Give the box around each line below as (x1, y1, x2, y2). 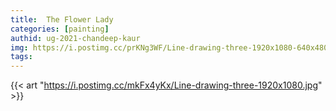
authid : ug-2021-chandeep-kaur (10, 33, 141, 43)
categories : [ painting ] (10, 24, 110, 34)
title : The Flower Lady (10, 14, 114, 25)
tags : (10, 52, 33, 62)
